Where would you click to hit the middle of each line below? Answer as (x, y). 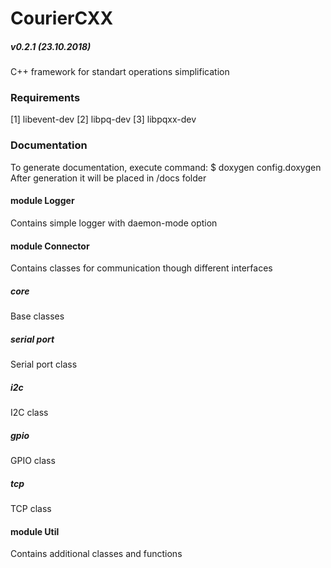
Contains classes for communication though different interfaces (141, 268)
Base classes (37, 316)
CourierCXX (62, 18)
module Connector (50, 246)
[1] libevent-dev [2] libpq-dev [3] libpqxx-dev (103, 119)
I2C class (29, 413)
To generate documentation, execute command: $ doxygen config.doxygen (166, 167)
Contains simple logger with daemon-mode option (114, 223)
